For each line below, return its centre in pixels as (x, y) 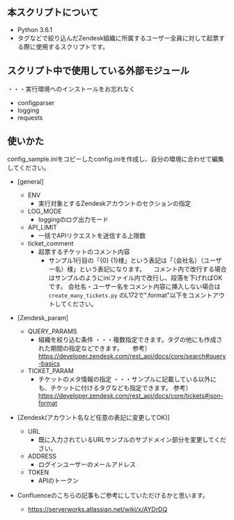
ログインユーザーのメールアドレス (87, 464)
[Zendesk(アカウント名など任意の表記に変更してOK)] (93, 418)
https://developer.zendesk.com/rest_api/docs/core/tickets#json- (131, 396)
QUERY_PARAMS (53, 331)
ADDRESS (42, 456)
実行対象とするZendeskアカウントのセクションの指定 (115, 203)
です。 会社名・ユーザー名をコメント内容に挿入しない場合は (134, 287)
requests (30, 118)
